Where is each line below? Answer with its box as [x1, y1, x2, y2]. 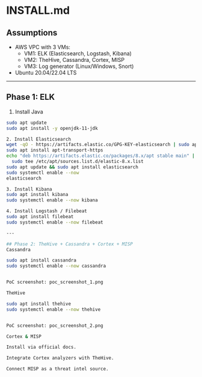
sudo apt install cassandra [6, 257, 77, 263]
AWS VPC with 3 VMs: [14, 43, 71, 51]
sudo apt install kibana [6, 192, 69, 198]
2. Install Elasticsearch [6, 136, 71, 142]
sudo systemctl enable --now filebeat [6, 219, 103, 225]
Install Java [14, 108, 43, 115]
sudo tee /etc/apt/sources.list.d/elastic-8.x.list [11, 159, 144, 165]
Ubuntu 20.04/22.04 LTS [14, 69, 77, 76]
